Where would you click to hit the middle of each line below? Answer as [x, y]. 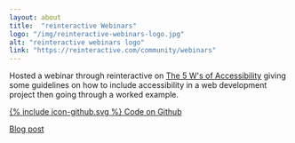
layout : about [36, 17]
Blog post [27, 129]
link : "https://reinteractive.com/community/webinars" [113, 51]
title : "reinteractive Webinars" [73, 26]
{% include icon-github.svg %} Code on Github [96, 112]
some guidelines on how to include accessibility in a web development [138, 85]
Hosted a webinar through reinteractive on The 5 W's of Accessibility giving [147, 75]
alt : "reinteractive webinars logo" [77, 42]
